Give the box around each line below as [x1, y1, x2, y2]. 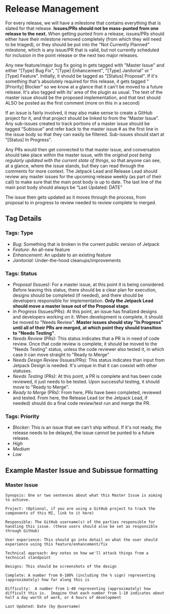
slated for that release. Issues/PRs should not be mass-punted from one [5, 25, 159, 31]
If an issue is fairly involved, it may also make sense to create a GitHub [5, 110, 153, 116]
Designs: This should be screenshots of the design [5, 564, 117, 569]
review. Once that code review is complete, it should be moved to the [12, 341, 157, 347]
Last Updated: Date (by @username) [5, 604, 81, 609]
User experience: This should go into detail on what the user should [5, 537, 158, 542]
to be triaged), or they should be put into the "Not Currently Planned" [5, 41, 150, 47]
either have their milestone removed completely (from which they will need [5, 36, 161, 42]
